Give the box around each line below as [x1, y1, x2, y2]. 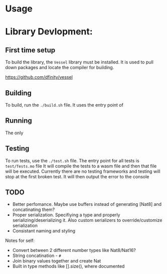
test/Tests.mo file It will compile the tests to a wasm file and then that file [5, 163, 157, 169]
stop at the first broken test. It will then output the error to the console [5, 173, 149, 179]
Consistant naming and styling [12, 228, 76, 234]
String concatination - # [12, 252, 61, 258]
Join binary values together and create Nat [12, 258, 101, 264]
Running [5, 116, 33, 125]
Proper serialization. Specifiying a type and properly [12, 212, 120, 218]
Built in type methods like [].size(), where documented [12, 263, 125, 269]
